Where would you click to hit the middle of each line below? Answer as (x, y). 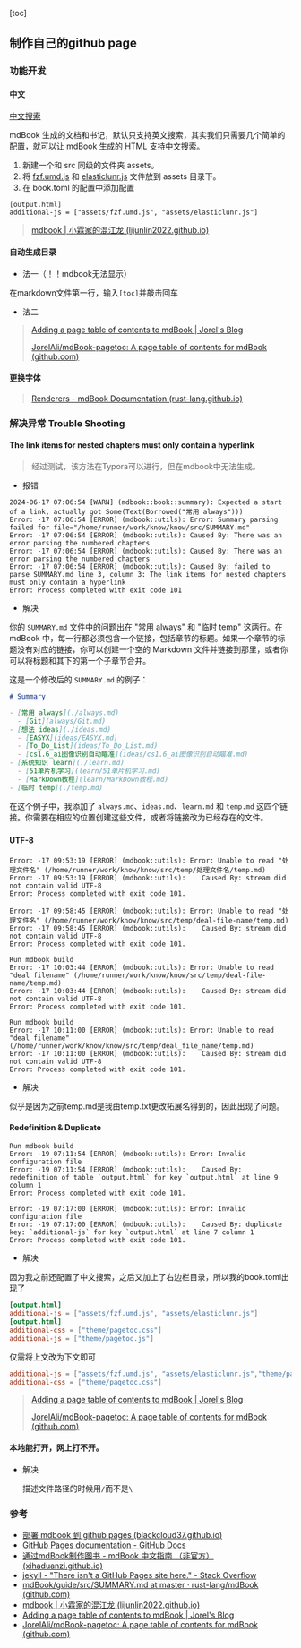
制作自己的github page (73, 43)
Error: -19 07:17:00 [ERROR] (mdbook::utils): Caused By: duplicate (146, 1225)
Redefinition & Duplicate (55, 1127)
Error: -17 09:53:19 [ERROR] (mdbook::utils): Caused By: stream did (148, 878)
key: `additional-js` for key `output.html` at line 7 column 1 (132, 1232)
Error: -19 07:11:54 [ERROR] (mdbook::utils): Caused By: (126, 1170)
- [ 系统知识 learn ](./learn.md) (67, 763)
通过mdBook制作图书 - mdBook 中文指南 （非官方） (118, 1556)
